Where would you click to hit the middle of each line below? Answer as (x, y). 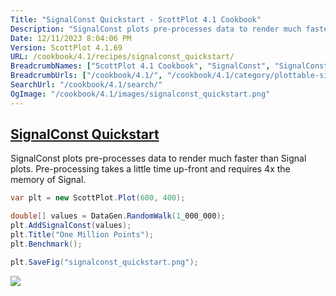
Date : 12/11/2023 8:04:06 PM (71, 38)
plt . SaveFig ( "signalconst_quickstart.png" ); (104, 262)
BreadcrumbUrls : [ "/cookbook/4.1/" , (86, 76)
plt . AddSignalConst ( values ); (71, 226)
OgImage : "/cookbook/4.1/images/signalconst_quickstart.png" (140, 94)
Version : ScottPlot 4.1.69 (66, 47)
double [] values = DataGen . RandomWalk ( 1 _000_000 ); (118, 216)
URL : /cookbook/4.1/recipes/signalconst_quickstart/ (122, 57)
